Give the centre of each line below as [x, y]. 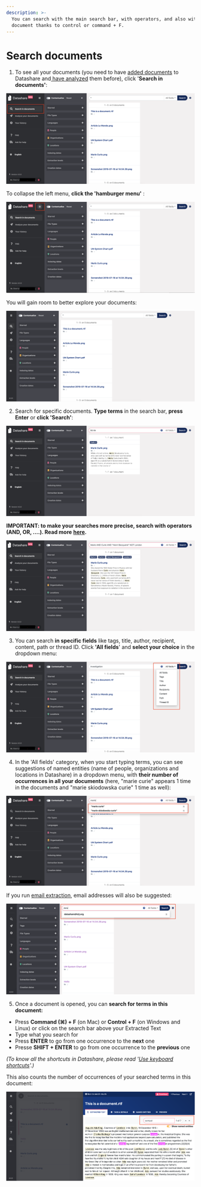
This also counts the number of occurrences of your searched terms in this [99, 1077]
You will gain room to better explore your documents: [71, 303]
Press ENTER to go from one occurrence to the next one [85, 1041]
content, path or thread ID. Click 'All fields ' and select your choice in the [105, 647]
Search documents [54, 55]
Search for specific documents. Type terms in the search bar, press [99, 411]
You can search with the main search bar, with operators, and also [99, 19]
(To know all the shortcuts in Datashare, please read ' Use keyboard [90, 1059]
